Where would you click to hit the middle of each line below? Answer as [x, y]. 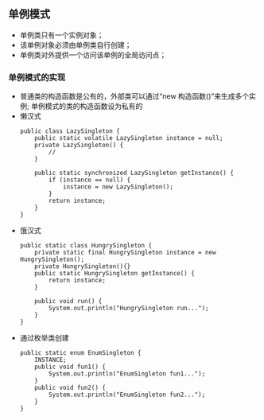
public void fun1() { [70, 367]
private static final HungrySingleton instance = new [125, 253]
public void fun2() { [70, 388]
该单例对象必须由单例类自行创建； [76, 45]
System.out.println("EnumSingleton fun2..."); [127, 395]
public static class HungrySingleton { [86, 246]
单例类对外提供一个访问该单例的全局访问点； [93, 55]
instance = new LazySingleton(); [118, 187]
